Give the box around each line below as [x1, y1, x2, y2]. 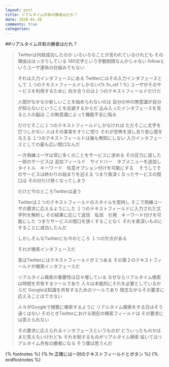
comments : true [5, 21, 38, 27]
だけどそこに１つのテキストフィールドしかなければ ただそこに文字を [17, 123, 161, 129]
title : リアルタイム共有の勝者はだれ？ [5, 12, 78, 17]
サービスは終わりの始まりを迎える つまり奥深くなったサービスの [22, 171, 157, 177]
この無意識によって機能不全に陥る [45, 111, 117, 117]
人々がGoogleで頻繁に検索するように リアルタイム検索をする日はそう [17, 304, 163, 310]
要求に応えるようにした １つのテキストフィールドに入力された [26, 205, 157, 211]
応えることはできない [17, 293, 62, 299]
